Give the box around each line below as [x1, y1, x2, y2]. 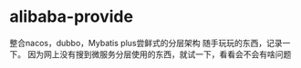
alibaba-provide [9, 6, 134, 27]
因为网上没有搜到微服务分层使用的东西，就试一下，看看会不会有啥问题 [26, 48, 292, 60]
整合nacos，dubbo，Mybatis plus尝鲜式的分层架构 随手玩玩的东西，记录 [9, 37, 283, 48]
